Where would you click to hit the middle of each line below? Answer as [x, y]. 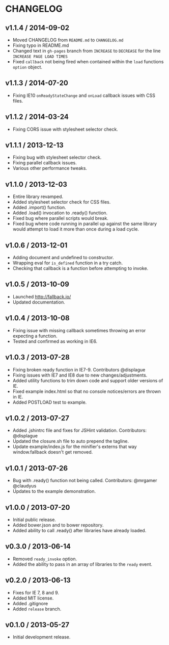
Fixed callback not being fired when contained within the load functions [88, 61]
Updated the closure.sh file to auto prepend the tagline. [71, 441]
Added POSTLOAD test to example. [50, 402]
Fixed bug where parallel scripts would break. [60, 218]
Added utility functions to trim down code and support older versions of [88, 380]
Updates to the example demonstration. [54, 491]
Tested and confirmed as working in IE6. [55, 341]
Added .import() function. [39, 208]
